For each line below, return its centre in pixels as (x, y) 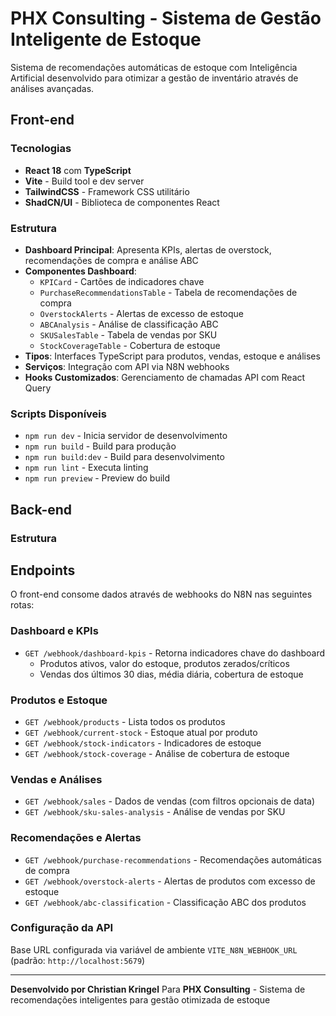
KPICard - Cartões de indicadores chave (122, 281)
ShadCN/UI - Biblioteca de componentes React (122, 202)
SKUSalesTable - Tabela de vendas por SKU (128, 334)
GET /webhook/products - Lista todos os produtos (125, 721)
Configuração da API (62, 928)
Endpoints (43, 570)
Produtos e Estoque (59, 700)
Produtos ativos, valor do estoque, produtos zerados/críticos (164, 663)
